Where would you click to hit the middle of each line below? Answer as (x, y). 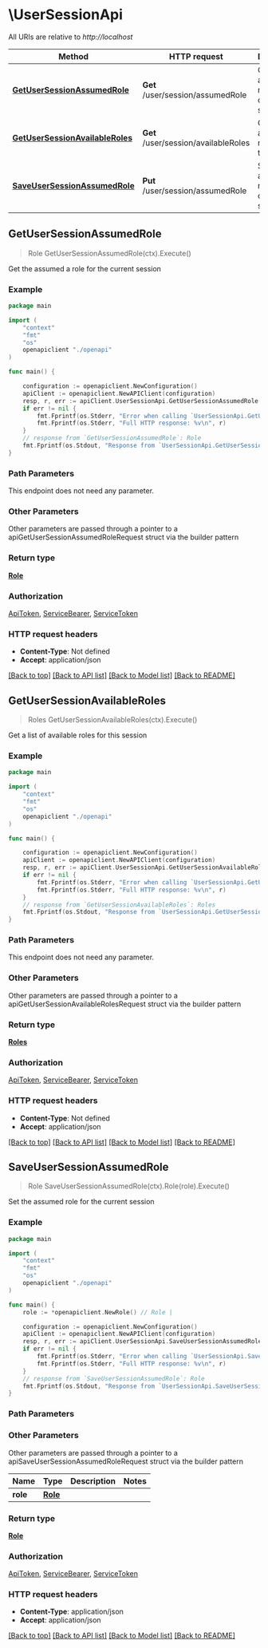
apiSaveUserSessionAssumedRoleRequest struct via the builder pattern (126, 1461)
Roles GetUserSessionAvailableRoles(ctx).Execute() (112, 720)
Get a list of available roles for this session (78, 735)
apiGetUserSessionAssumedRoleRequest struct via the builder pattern (124, 537)
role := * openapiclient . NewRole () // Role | (98, 1312)
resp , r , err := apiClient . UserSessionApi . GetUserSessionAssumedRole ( (142, 401)
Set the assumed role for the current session (81, 1202)
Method (74, 56)
